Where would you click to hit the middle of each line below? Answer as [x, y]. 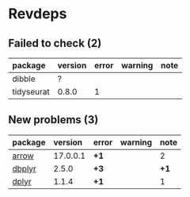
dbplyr [25, 168]
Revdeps [38, 14]
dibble [24, 79]
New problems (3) [53, 120]
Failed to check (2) [55, 43]
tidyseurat [31, 92]
